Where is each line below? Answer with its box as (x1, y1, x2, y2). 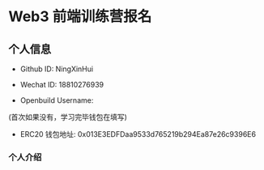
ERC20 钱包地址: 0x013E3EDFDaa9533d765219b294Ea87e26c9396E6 (19, 130, 257, 138)
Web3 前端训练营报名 (8, 7, 152, 26)
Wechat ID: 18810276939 (19, 80, 104, 89)
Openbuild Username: (19, 96, 94, 105)
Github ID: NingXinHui (19, 64, 94, 74)
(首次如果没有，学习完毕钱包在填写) (8, 113, 128, 121)
